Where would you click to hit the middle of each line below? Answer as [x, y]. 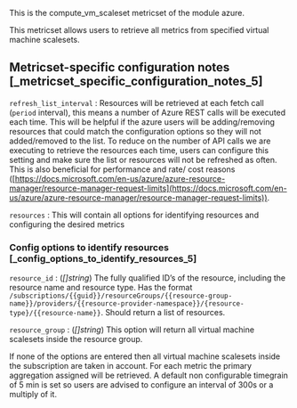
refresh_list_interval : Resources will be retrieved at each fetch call [136, 102]
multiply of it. [33, 395]
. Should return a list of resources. [163, 313]
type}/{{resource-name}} [55, 314]
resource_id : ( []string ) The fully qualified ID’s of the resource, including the [148, 278]
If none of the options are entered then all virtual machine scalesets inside [145, 356]
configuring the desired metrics [67, 224]
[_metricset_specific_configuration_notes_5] [136, 82]
